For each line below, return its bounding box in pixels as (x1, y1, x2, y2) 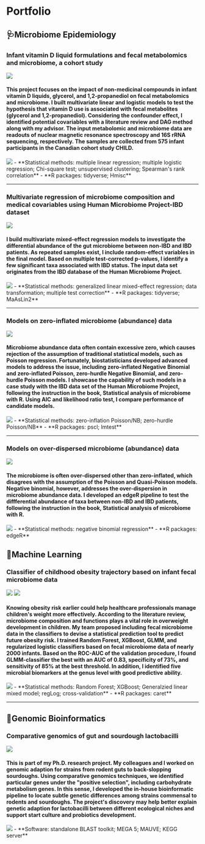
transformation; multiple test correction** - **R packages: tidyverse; (6, 289, 180, 296)
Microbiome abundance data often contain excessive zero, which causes (6, 344, 196, 351)
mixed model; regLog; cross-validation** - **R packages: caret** (6, 690, 172, 697)
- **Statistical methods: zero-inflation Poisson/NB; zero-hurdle (13, 417, 173, 424)
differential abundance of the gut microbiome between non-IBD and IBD (6, 242, 192, 249)
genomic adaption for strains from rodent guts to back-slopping (6, 766, 172, 773)
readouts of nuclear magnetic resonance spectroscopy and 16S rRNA (6, 131, 186, 139)
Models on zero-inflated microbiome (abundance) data (6, 316, 172, 325)
